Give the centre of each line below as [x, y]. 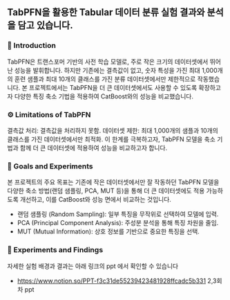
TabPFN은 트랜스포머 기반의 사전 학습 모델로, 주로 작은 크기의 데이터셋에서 [108, 62]
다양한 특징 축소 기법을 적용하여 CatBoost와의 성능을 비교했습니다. [104, 96]
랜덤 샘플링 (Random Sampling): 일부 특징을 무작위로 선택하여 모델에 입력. [118, 214]
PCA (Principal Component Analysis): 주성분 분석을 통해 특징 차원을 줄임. [118, 223]
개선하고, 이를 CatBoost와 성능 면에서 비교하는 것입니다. [95, 200]
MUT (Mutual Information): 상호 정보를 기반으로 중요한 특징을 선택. [108, 231]
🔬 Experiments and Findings [55, 250]
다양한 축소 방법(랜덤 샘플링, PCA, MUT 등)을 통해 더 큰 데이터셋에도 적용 [106, 191]
